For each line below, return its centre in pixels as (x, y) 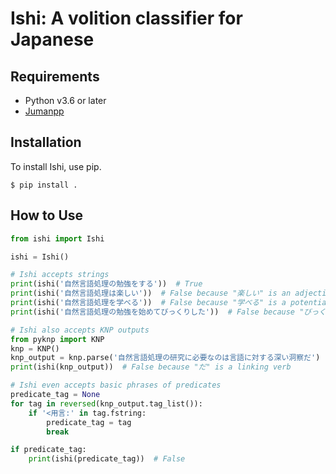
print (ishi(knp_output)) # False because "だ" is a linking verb (151, 367)
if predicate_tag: (48, 450)
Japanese (52, 39)
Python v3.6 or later (65, 100)
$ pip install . (44, 185)
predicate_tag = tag (89, 422)
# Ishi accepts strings (60, 275)
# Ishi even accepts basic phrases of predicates (116, 385)
